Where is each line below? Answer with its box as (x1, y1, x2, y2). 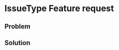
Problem (4, 22, 31, 31)
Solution (4, 38, 30, 47)
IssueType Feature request (4, 3, 114, 14)
